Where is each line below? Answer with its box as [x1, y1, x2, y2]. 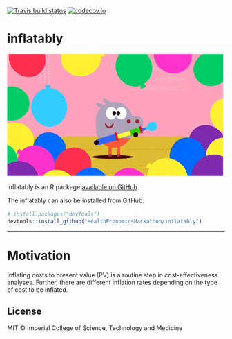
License [7, 306, 42, 318]
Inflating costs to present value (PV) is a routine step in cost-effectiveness [7, 270, 218, 279]
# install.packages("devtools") [7, 210, 100, 218]
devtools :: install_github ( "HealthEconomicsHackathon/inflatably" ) [7, 218, 202, 225]
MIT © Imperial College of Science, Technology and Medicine [7, 324, 183, 332]
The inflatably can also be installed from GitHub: [7, 196, 145, 205]
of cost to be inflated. [7, 285, 68, 294]
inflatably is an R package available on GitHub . [7, 182, 139, 191]
